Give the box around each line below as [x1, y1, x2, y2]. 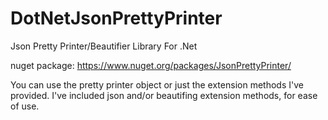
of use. [10, 100, 40, 112]
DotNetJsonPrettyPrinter [10, 7, 223, 30]
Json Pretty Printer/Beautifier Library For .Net [10, 40, 198, 52]
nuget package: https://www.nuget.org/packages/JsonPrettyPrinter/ [10, 59, 292, 71]
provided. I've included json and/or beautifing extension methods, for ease [10, 89, 318, 101]
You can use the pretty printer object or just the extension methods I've [10, 78, 304, 91]
